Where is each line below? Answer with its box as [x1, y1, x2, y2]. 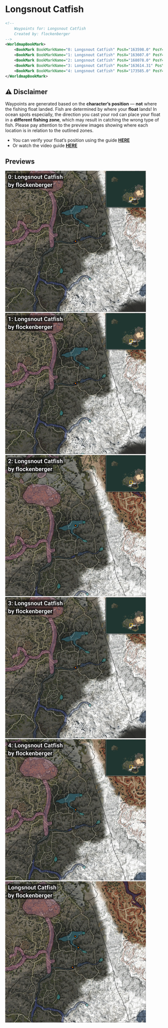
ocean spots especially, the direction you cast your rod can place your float [5, 111, 160, 117]
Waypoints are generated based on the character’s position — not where [5, 101, 157, 107]
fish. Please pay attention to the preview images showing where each [5, 122, 148, 128]
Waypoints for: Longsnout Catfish [14, 26, 86, 31]
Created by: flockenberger [14, 31, 70, 36]
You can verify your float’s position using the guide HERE [12, 137, 130, 144]
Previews [5, 157, 35, 166]
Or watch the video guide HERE [12, 143, 77, 149]
